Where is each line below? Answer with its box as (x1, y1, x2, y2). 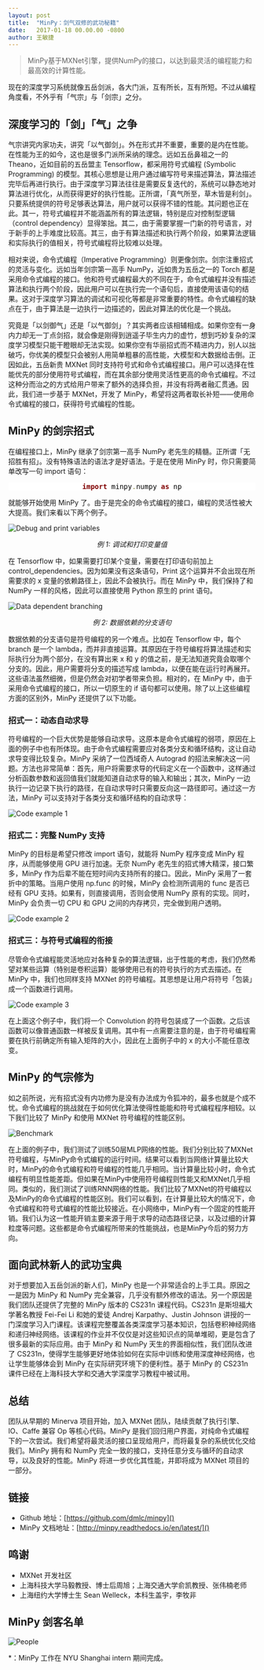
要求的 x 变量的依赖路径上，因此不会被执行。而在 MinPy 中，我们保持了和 (14, 575, 254, 585)
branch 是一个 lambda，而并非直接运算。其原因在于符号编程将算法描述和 (8, 644, 245, 653)
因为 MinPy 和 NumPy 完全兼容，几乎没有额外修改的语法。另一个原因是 (21, 1290, 253, 1300)
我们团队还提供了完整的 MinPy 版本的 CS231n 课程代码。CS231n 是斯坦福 (8, 1300, 246, 1309)
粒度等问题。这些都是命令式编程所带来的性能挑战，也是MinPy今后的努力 (8, 1223, 242, 1232)
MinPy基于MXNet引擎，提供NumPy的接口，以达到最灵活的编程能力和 (27, 56, 253, 65)
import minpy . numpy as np (82, 482, 182, 491)
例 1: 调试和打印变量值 (97, 539, 167, 549)
